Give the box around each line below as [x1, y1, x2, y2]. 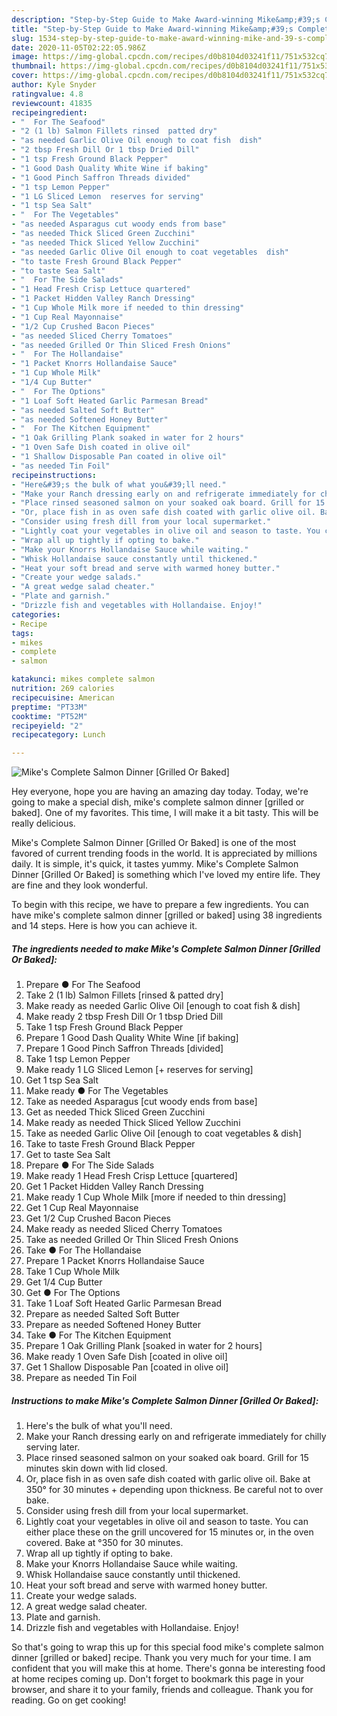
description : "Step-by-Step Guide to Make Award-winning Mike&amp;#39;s [11, 14, 321, 25]
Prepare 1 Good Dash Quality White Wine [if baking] [25, 1032, 239, 1044]
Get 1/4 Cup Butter [25, 1276, 103, 1288]
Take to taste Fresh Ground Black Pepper [25, 1138, 196, 1150]
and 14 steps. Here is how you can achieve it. [11, 920, 198, 932]
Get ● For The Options [25, 1287, 121, 1299]
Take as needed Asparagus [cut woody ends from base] [25, 1096, 258, 1108]
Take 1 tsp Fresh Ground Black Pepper [25, 1021, 184, 1033]
